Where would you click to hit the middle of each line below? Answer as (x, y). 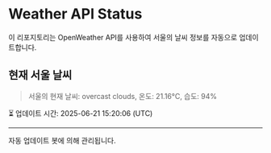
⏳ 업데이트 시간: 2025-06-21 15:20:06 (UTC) (81, 113)
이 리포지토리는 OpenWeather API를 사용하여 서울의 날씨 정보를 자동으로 (123, 37)
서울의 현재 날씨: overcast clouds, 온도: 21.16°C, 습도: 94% (123, 96)
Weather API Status (75, 14)
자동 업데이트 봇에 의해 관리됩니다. (62, 140)
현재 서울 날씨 (40, 75)
